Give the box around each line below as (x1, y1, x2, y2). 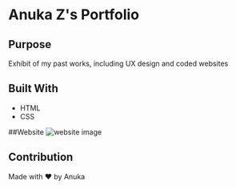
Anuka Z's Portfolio (8, 6, 140, 24)
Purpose (8, 38, 52, 51)
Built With (8, 82, 58, 95)
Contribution (8, 151, 74, 164)
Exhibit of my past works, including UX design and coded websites (8, 58, 229, 68)
